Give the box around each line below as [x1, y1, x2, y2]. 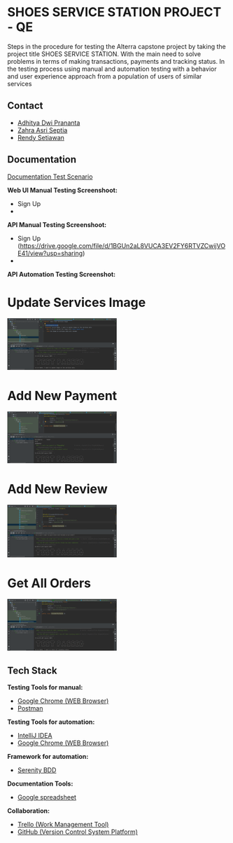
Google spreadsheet [17, 793, 77, 802]
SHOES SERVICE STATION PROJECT [7, 4, 222, 20]
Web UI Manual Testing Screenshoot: [7, 186, 118, 194]
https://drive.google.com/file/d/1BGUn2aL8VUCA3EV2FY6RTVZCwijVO [20, 241, 226, 249]
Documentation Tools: [7, 779, 73, 788]
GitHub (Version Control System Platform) [17, 828, 139, 836]
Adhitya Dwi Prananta [17, 118, 80, 127]
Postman [17, 704, 43, 713]
